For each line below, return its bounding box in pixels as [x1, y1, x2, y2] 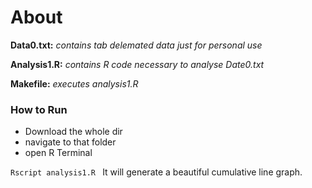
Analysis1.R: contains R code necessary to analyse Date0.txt [10, 58, 265, 70]
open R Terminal [24, 147, 93, 159]
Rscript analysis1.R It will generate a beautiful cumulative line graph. [10, 166, 303, 178]
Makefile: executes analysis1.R [10, 77, 139, 90]
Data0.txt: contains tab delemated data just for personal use [10, 39, 263, 51]
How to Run [10, 102, 68, 116]
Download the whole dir [24, 126, 123, 138]
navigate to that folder [24, 136, 117, 148]
